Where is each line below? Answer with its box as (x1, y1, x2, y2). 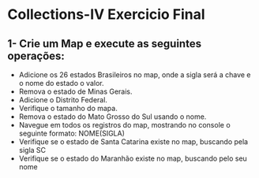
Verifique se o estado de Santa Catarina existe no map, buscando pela (18, 137, 249, 146)
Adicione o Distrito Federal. (18, 95, 108, 104)
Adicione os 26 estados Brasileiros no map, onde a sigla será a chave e (18, 70, 251, 80)
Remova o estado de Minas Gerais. (18, 87, 133, 96)
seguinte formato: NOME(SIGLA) (18, 128, 126, 138)
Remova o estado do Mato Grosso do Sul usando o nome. (18, 112, 207, 121)
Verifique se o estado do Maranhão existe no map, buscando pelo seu (18, 154, 248, 163)
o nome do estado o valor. (18, 79, 104, 87)
